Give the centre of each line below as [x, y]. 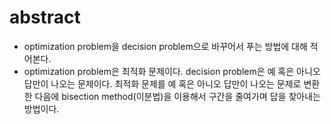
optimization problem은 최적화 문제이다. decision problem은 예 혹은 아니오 [172, 71]
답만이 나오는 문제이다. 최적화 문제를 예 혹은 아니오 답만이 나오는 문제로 [162, 83]
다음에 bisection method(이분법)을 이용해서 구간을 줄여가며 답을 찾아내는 [177, 96]
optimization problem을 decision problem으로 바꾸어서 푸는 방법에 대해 [165, 46]
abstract [45, 17]
